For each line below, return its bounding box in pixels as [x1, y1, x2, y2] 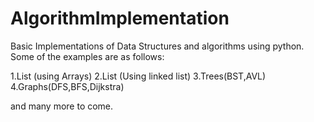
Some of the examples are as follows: [10, 50, 165, 62]
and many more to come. [10, 100, 114, 112]
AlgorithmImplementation [10, 7, 230, 30]
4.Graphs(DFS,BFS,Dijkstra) [10, 80, 125, 92]
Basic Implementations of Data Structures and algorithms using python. [10, 40, 305, 52]
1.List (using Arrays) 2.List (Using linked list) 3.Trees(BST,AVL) [10, 70, 267, 82]
